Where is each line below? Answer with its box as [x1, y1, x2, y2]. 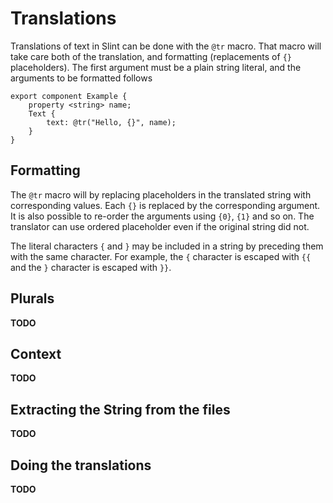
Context [10, 345, 62, 362]
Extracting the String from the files [10, 401, 231, 418]
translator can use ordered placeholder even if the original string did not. [10, 220, 310, 232]
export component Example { [10, 91, 128, 101]
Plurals [10, 290, 55, 307]
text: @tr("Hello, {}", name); [46, 117, 177, 127]
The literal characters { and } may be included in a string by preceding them [10, 240, 324, 252]
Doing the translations [10, 457, 152, 474]
